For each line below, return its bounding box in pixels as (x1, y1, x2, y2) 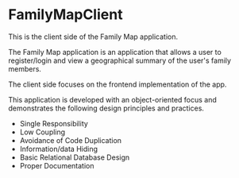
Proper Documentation (19, 161, 94, 170)
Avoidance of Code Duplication (19, 135, 121, 145)
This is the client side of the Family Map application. (8, 32, 179, 41)
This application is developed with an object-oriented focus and (8, 95, 217, 104)
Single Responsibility (19, 118, 89, 128)
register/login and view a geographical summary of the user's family (8, 56, 232, 65)
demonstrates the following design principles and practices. (8, 103, 205, 113)
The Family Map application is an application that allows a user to (8, 47, 222, 56)
